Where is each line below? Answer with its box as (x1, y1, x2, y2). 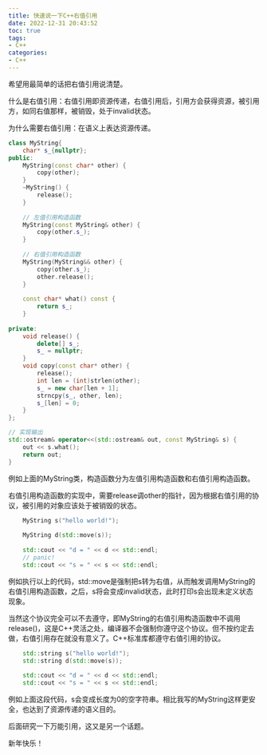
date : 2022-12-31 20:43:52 (8, 19, 98, 27)
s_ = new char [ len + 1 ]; (37, 384, 120, 392)
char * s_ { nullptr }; (22, 146, 88, 154)
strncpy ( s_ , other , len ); (37, 391, 124, 399)
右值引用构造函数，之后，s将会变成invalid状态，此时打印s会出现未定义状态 (8, 586, 253, 596)
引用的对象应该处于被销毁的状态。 (29, 500, 141, 510)
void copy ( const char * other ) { (22, 362, 130, 370)
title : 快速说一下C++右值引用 (8, 11, 98, 20)
